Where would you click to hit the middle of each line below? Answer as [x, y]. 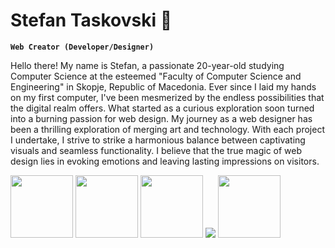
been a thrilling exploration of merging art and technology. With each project [167, 129]
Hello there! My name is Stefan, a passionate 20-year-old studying [147, 65]
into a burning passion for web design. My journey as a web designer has [161, 118]
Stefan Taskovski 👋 [91, 20]
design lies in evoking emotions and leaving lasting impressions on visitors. [165, 161]
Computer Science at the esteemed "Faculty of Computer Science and [156, 76]
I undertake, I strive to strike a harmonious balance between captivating [158, 140]
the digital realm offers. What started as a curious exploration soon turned [162, 108]
